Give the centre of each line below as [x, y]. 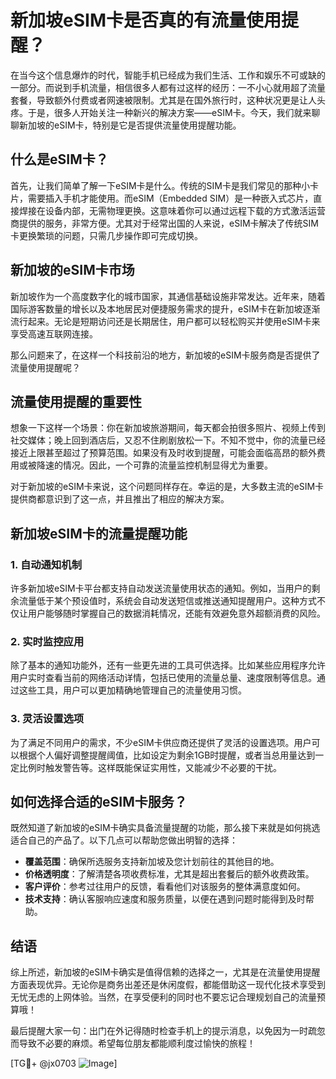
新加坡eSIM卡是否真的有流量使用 [146, 20]
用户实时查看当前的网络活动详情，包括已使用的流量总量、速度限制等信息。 [163, 678]
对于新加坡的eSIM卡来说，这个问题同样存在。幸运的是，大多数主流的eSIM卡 [167, 487]
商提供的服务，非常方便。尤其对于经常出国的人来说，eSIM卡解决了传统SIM [164, 223]
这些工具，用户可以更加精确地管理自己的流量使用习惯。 [132, 690]
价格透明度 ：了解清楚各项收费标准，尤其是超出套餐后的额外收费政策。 [169, 874]
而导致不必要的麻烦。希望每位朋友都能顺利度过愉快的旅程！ [133, 1043]
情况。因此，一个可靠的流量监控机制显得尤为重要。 [167, 465]
